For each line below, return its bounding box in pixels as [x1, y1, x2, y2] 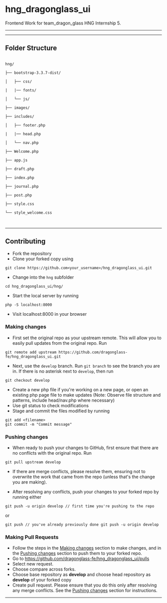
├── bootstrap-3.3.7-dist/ [5, 70, 61, 75]
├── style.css [5, 201, 35, 206]
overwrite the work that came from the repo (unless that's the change [12, 474, 155, 480]
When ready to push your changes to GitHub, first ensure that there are [12, 445, 159, 451]
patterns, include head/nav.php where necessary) [12, 397, 115, 403]
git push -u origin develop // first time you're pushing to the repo [5, 504, 155, 509]
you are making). [12, 479, 47, 485]
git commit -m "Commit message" [5, 422, 72, 427]
